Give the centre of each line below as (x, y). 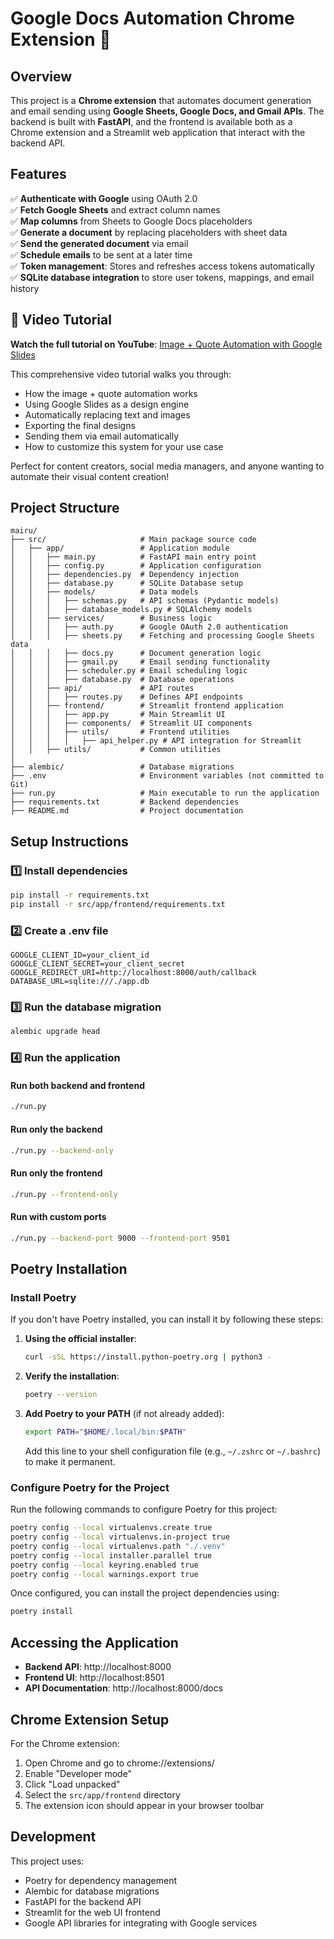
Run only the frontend (56, 1173)
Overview (41, 76)
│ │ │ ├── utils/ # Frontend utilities (120, 732)
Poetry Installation (69, 1268)
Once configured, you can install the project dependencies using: (145, 1593)
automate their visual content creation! (90, 476)
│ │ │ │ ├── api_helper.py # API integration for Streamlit (156, 741)
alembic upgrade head (55, 1032)
